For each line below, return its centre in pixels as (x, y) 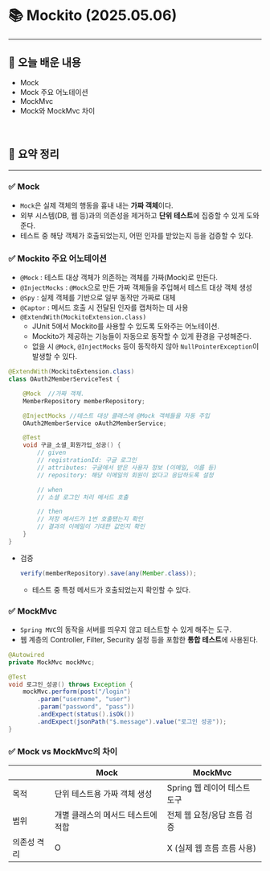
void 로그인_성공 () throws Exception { (71, 684)
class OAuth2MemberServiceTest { (64, 379)
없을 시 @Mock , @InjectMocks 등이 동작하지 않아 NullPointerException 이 (145, 346)
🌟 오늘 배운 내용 (45, 62)
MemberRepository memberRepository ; (84, 401)
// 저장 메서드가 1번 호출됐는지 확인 (90, 519)
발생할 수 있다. (55, 357)
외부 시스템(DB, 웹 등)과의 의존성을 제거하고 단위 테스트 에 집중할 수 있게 (132, 215)
